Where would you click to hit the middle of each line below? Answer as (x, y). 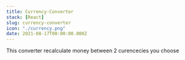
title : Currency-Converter (40, 12)
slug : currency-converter (38, 23)
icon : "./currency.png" (36, 28)
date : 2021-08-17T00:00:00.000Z (47, 34)
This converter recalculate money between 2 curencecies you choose (93, 50)
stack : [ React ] (25, 17)
